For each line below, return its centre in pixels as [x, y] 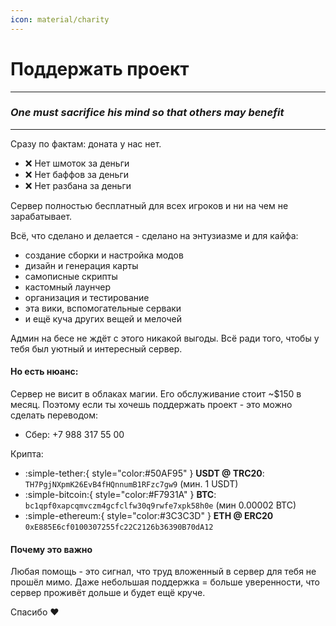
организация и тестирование [87, 297]
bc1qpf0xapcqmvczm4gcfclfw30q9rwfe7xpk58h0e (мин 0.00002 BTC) [160, 505]
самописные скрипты [71, 276]
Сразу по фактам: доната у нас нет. [86, 143]
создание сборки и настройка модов [104, 255]
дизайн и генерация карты [81, 265]
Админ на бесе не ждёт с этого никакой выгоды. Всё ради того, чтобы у [165, 338]
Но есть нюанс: [44, 372]
